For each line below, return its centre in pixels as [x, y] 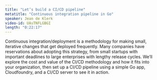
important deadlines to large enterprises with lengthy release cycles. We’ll [79, 57]
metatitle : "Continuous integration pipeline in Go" [59, 14]
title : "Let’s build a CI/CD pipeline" [45, 9]
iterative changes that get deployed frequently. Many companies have [75, 47]
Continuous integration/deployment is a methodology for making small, [76, 41]
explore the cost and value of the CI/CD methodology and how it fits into [77, 62]
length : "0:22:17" [24, 28]
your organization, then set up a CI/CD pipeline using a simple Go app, [75, 67]
